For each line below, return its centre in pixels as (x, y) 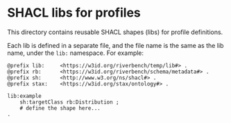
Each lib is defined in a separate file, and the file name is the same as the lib (115, 45)
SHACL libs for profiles (74, 13)
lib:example (24, 96)
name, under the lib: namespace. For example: (76, 53)
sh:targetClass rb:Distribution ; (69, 102)
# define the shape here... (60, 108)
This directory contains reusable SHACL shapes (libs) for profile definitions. (115, 32)
